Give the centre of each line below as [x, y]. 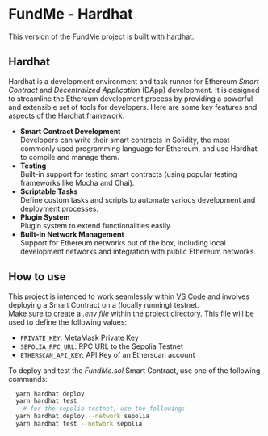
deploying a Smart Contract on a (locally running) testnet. [104, 304]
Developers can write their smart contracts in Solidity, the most [125, 140]
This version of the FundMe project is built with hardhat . [101, 36]
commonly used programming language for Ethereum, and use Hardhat [138, 148]
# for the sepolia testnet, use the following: [104, 409]
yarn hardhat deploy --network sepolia [83, 417]
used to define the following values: [68, 322]
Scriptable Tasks [49, 191]
